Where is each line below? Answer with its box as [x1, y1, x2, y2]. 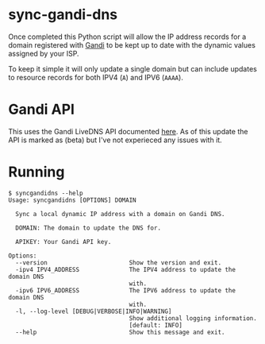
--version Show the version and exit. [15, 258, 222, 267]
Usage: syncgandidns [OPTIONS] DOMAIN [8, 196, 136, 204]
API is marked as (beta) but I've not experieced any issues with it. [8, 135, 222, 145]
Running [8, 163, 65, 181]
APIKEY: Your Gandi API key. [15, 238, 112, 245]
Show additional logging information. [129, 314, 258, 323]
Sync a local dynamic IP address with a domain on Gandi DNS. [15, 210, 225, 218]
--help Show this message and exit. [15, 328, 225, 336]
